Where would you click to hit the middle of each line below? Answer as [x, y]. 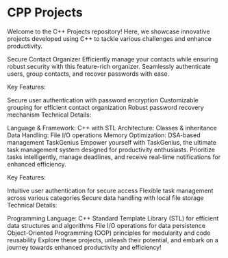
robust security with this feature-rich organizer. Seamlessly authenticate [109, 66]
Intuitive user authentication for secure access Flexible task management [110, 190]
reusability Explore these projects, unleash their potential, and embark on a [113, 240]
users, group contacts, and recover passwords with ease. [88, 74]
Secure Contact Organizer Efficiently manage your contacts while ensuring [113, 59]
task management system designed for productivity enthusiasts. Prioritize [111, 149]
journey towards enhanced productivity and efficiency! [85, 247]
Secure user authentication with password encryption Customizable [103, 100]
